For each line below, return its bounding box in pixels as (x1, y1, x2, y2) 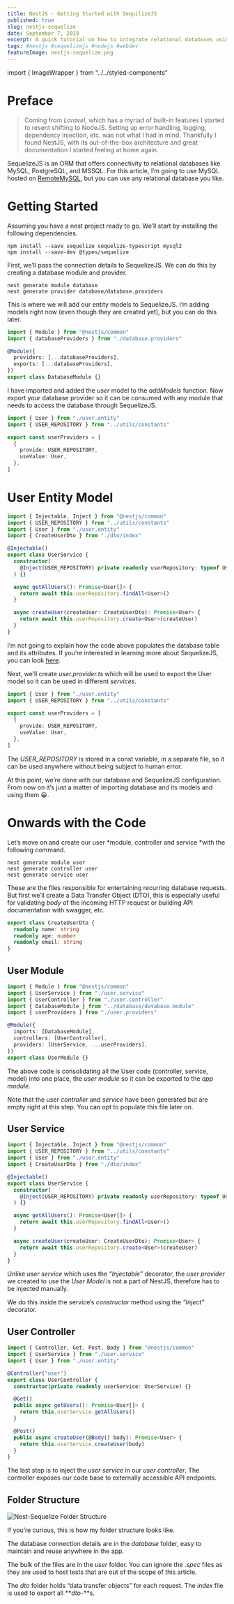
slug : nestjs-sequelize (7, 23, 77, 30)
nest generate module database (7, 282, 98, 289)
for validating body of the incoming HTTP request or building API (7, 898, 194, 907)
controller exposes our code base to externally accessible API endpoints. (7, 1473, 217, 1482)
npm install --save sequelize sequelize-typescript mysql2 (7, 242, 182, 249)
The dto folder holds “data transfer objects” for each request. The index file (7, 1582, 224, 1590)
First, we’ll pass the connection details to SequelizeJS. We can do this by (7, 261, 217, 269)
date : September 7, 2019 (7, 29, 79, 37)
